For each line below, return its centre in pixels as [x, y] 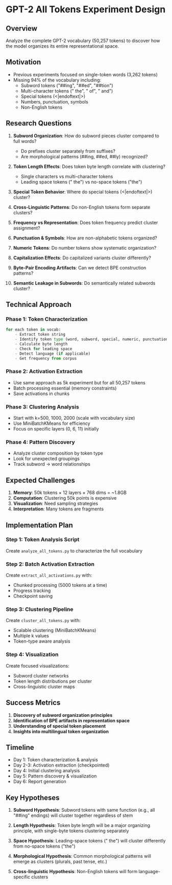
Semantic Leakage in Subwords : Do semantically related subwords [84, 283]
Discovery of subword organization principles [63, 715]
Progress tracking [32, 591]
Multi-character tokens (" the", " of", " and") [67, 91]
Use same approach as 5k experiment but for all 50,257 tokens [79, 382]
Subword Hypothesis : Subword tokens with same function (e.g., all [84, 810]
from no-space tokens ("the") [44, 846]
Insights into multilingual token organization [61, 731]
